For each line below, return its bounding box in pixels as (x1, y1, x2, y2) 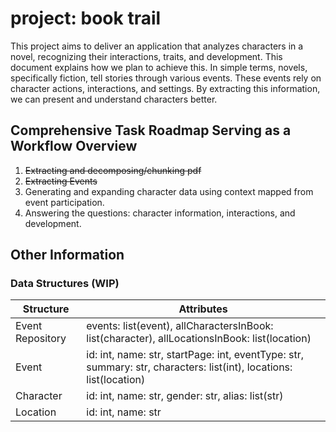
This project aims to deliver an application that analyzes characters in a (10, 40, 304, 52)
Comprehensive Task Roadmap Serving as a (10, 122, 292, 139)
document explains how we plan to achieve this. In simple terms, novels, (10, 61, 308, 73)
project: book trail (10, 7, 162, 30)
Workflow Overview (10, 138, 138, 155)
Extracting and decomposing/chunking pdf (24, 164, 202, 176)
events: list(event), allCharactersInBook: (86, 319, 274, 333)
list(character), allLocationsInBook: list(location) (86, 332, 312, 346)
